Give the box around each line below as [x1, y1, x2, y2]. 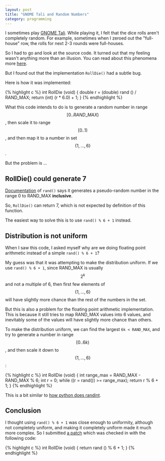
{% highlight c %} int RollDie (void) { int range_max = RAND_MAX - [5, 372, 141, 378]
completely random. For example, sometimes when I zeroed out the [5, 35, 142, 41]
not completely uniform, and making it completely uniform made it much [5, 425, 152, 431]
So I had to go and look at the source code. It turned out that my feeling [5, 50, 150, 56]
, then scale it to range [5, 120, 51, 126]
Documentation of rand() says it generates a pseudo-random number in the [5, 187, 159, 193]
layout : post [5, 7, 32, 12]
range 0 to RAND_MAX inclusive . [5, 193, 73, 199]
